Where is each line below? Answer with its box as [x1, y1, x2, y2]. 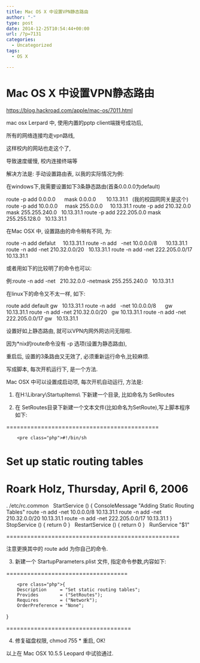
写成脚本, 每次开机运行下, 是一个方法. [6, 365, 98, 373]
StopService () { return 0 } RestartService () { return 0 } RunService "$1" [6, 521, 190, 528]
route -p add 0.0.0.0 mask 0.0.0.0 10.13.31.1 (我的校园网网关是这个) [6, 196, 189, 203]
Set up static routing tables [6, 454, 144, 468]
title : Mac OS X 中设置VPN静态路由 [6, 8, 89, 15]
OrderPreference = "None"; [17, 602, 84, 608]
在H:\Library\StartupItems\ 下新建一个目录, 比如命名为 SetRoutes [14, 391, 175, 398]
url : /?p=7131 [6, 31, 42, 37]
